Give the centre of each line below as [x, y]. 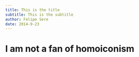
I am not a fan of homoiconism [70, 49]
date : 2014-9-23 [22, 24]
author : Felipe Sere [27, 19]
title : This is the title [32, 10]
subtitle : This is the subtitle [39, 15]
